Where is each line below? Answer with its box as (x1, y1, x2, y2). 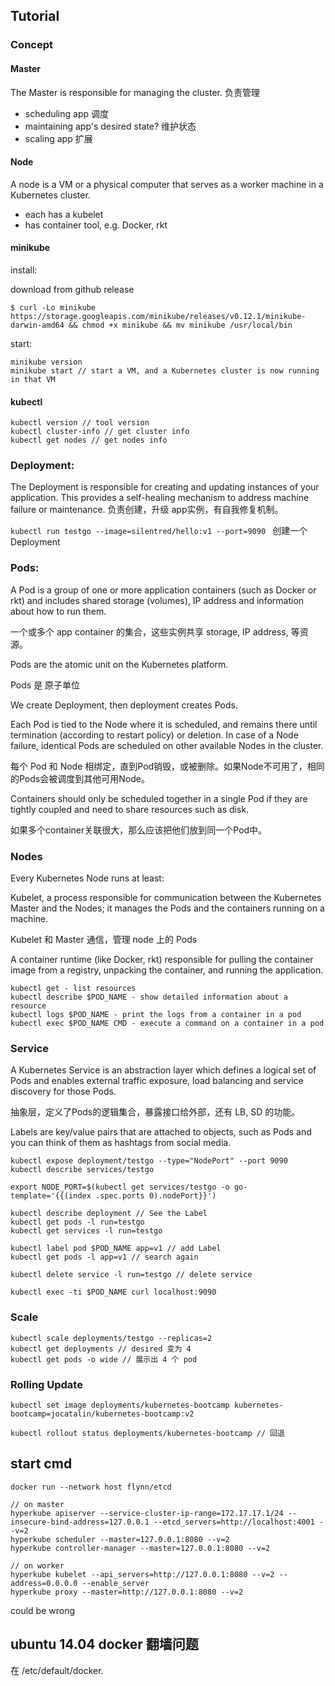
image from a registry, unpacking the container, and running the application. (10, 964, 324, 976)
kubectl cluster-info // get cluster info (10, 427, 190, 437)
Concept (10, 38, 53, 52)
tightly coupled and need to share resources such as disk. (10, 803, 250, 815)
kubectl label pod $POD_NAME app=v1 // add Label (10, 1244, 222, 1254)
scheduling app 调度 (24, 107, 109, 119)
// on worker (10, 1560, 65, 1571)
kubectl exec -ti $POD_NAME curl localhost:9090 (10, 1287, 217, 1298)
